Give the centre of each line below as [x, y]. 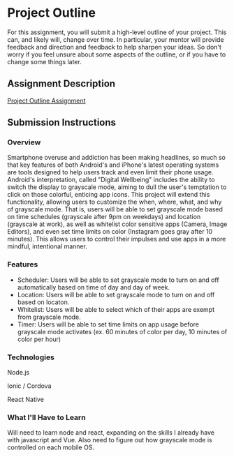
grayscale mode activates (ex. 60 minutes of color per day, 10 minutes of [122, 331]
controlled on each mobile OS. [51, 447]
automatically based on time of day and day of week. [94, 287]
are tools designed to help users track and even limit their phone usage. [110, 172]
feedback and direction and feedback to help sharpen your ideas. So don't [115, 47]
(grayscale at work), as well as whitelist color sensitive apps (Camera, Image [117, 224]
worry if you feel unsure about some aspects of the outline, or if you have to [117, 54]
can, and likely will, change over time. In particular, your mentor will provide [116, 39]
